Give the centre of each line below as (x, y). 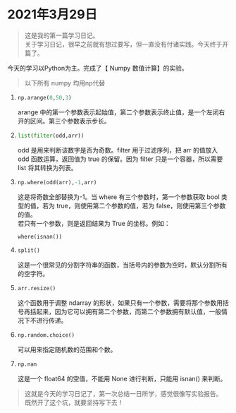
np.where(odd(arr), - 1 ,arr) (57, 182)
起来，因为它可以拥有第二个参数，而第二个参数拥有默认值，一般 (129, 312)
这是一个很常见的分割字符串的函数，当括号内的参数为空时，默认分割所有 (122, 265)
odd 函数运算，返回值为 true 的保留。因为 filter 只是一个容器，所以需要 (120, 159)
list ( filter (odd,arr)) (51, 136)
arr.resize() (37, 289)
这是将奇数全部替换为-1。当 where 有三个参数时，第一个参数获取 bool (118, 197)
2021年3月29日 (52, 14)
